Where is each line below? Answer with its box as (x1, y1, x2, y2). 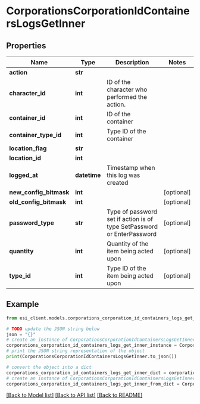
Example (6, 299, 39, 309)
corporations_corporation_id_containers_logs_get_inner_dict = (6, 369, 167, 376)
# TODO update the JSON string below (6, 326, 100, 332)
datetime (75, 171, 101, 179)
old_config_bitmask (9, 198, 67, 206)
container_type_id (9, 131, 62, 139)
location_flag (9, 144, 47, 153)
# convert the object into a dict (6, 364, 92, 370)
